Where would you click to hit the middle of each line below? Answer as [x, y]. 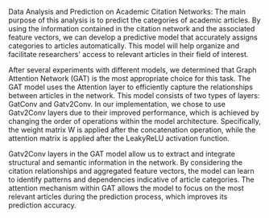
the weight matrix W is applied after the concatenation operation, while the [132, 130]
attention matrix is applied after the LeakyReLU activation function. [119, 138]
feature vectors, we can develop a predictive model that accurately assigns [133, 37]
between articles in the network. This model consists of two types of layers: [134, 95]
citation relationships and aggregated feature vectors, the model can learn [132, 171]
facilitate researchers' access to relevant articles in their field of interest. [128, 54]
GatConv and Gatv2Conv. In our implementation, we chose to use [117, 104]
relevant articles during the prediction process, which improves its [118, 197]
